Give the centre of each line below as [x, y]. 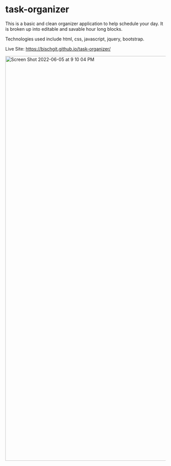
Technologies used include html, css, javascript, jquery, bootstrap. [75, 39]
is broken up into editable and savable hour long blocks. [64, 29]
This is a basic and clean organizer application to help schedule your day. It [84, 24]
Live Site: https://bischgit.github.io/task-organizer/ [58, 49]
